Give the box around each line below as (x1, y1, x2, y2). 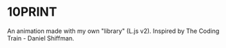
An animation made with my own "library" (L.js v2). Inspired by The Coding (7, 27, 220, 35)
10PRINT (7, 4, 57, 20)
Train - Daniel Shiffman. (7, 34, 74, 42)
